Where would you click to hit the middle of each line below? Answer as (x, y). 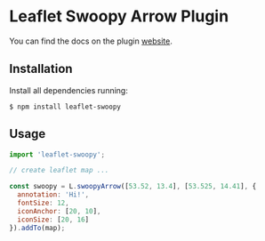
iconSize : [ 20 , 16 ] (53, 220)
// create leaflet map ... (59, 171)
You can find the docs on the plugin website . (91, 41)
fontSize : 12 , (43, 203)
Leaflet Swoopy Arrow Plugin (119, 16)
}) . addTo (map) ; (37, 228)
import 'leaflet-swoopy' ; (57, 154)
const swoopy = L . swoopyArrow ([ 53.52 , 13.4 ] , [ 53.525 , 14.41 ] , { (133, 187)
